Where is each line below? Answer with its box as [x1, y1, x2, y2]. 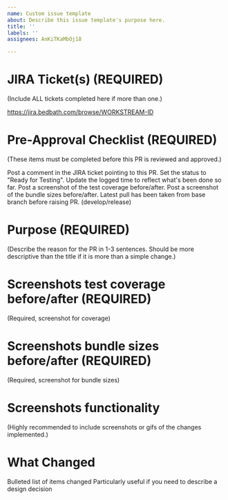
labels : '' [7, 29, 39, 37]
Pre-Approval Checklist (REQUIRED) [7, 132, 218, 148]
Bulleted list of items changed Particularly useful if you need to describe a [7, 477, 218, 485]
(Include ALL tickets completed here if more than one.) [7, 95, 162, 103]
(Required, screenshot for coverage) [7, 314, 111, 322]
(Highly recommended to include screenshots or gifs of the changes [7, 423, 202, 431]
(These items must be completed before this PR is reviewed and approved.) [7, 155, 222, 163]
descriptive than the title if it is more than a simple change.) [7, 252, 176, 260]
